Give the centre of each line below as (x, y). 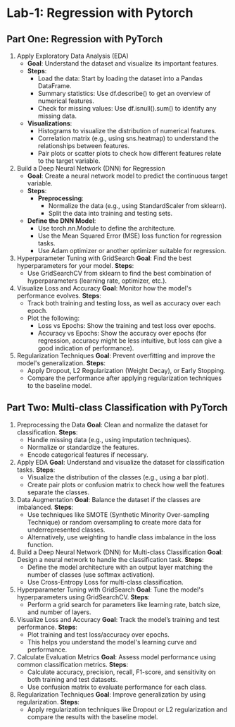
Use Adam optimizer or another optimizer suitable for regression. (132, 251)
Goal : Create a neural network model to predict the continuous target (127, 176)
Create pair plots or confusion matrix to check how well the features (126, 484)
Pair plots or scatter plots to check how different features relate (129, 153)
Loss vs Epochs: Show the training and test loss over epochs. (127, 325)
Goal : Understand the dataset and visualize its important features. (123, 63)
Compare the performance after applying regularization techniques (125, 378)
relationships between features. (84, 146)
